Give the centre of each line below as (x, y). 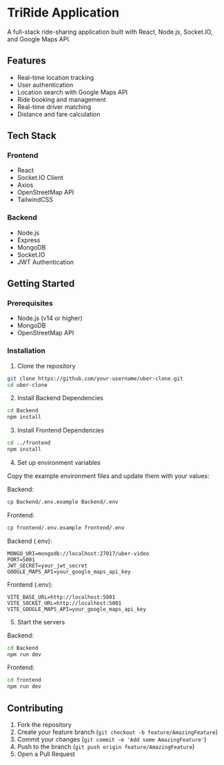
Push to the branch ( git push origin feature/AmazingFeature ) (106, 747)
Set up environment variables (59, 462)
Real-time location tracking (55, 77)
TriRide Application (63, 13)
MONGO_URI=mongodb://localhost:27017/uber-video (78, 553)
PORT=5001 (21, 559)
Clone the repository (46, 366)
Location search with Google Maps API (72, 92)
